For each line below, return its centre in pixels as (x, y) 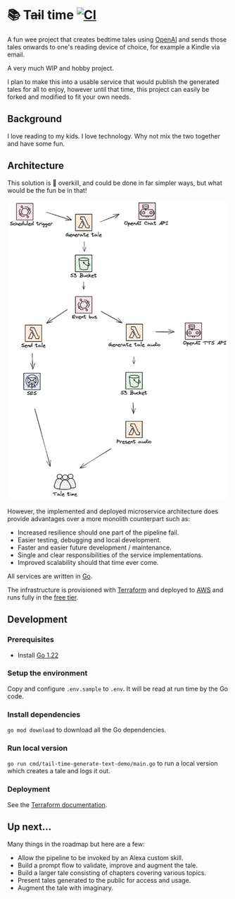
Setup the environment (47, 673)
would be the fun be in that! (47, 190)
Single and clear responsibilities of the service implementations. (110, 555)
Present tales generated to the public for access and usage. (104, 880)
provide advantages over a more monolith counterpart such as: (99, 518)
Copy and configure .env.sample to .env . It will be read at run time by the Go (118, 689)
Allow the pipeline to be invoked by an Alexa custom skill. (101, 857)
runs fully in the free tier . (43, 597)
